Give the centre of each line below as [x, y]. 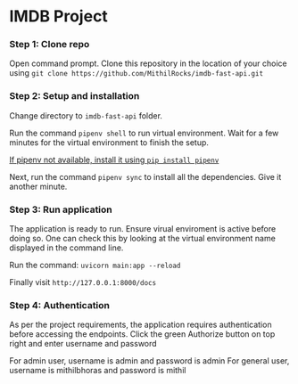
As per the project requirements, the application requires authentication [141, 325]
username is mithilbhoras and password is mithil [98, 371]
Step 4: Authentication [59, 305]
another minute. [38, 186]
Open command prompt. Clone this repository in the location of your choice [148, 63]
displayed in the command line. [66, 248]
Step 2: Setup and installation [74, 96]
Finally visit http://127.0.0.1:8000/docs [83, 282]
